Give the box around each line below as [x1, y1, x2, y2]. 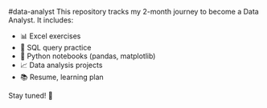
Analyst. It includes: [8, 15, 74, 25]
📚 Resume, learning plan [19, 72, 105, 82]
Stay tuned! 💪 [8, 91, 54, 100]
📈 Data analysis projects [19, 60, 103, 70]
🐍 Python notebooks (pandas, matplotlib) [19, 51, 156, 61]
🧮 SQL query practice [19, 43, 92, 52]
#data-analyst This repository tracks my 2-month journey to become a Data [8, 7, 259, 16]
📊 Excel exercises [19, 31, 81, 41]
